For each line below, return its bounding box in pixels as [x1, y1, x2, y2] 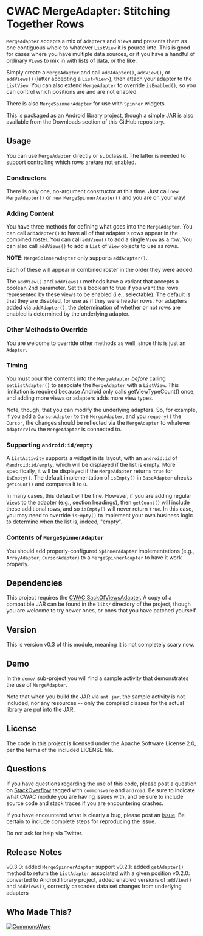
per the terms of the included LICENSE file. [6, 746, 114, 753]
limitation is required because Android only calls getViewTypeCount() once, [6, 388, 196, 395]
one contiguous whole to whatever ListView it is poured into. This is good [6, 44, 190, 51]
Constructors [6, 174, 47, 182]
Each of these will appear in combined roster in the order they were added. [6, 266, 194, 274]
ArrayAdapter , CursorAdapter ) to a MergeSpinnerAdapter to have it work [6, 553, 182, 561]
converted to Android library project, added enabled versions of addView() [6, 876, 192, 884]
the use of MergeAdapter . [6, 681, 68, 688]
